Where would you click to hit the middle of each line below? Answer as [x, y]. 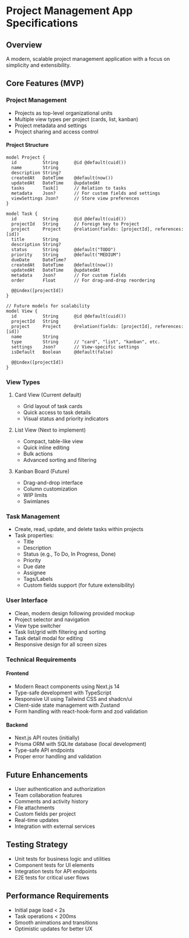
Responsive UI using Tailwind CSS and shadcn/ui [73, 699]
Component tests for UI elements [54, 865]
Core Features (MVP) [45, 83]
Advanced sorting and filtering [60, 460]
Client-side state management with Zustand [67, 705]
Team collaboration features [48, 795]
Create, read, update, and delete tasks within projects [79, 529]
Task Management [33, 516]
